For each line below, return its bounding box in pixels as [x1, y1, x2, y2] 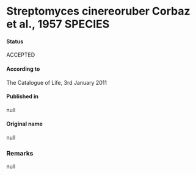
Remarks [6, 149, 34, 157]
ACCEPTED [6, 51, 35, 59]
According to [6, 65, 40, 73]
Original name [6, 120, 43, 127]
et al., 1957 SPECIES [6, 17, 110, 31]
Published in [6, 93, 38, 100]
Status [6, 38, 24, 45]
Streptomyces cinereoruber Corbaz [6, 4, 191, 18]
